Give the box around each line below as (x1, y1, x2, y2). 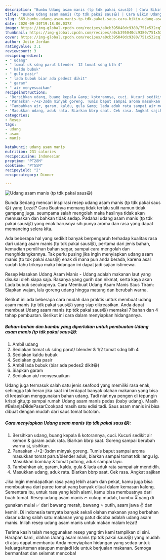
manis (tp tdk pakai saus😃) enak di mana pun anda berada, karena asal (5, 256, 151, 262)
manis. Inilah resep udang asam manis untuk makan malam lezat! (5, 520, 137, 526)
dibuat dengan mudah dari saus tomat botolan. (5, 408, 100, 415)
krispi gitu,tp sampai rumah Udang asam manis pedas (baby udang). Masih (5, 398, 158, 404)
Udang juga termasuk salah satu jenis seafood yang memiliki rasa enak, (5, 382, 151, 388)
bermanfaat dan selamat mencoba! (5, 550, 77, 556)
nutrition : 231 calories (5, 149, 56, 155)
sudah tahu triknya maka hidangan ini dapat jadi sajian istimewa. (5, 262, 136, 268)
